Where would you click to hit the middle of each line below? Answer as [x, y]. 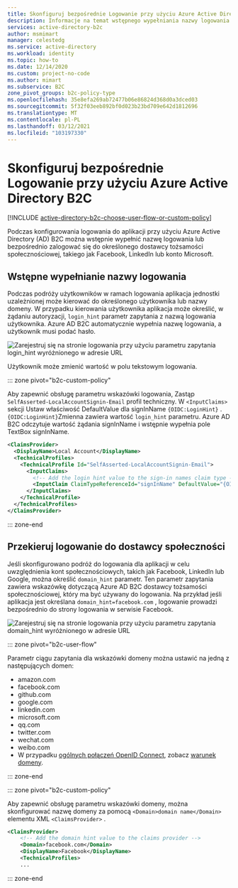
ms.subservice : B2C [36, 87]
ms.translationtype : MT [42, 113]
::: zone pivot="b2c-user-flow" [52, 644]
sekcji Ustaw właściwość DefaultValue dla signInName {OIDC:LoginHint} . [115, 409]
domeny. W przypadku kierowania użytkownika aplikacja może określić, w [115, 309]
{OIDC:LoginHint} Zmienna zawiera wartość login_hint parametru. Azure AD [119, 417]
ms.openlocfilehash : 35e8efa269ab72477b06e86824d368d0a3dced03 [103, 100]
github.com [34, 694]
